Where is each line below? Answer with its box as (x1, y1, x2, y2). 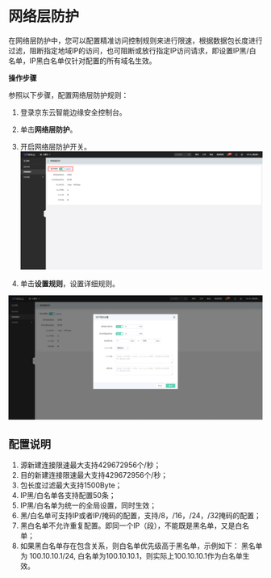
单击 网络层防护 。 (19, 124, 77, 134)
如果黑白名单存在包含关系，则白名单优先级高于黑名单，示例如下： (19, 541, 240, 551)
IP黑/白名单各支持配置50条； (19, 491, 116, 500)
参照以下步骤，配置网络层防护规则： (8, 90, 129, 99)
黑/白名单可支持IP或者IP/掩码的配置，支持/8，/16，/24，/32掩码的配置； (19, 511, 262, 521)
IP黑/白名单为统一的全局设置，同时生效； (19, 500, 157, 510)
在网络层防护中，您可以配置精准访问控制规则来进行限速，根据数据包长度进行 (8, 36, 263, 45)
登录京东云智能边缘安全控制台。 (19, 107, 127, 117)
